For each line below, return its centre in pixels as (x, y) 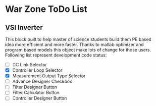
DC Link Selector (29, 65)
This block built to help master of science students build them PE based (78, 39)
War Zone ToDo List (46, 9)
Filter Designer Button (35, 87)
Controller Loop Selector (37, 70)
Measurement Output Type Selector (49, 76)
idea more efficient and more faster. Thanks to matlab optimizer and (75, 45)
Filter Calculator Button (36, 93)
